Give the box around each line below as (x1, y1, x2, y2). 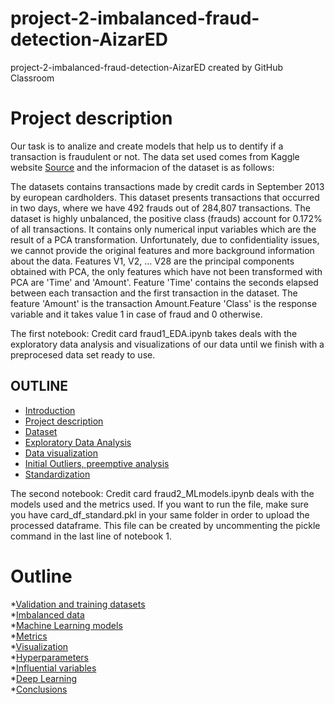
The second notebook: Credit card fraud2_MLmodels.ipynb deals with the (10, 487, 315, 499)
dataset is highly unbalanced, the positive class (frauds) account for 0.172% (10, 212, 323, 224)
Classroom (10, 72, 55, 84)
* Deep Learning (10, 672, 78, 684)
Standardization (24, 468, 91, 480)
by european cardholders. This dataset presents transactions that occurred (10, 191, 320, 203)
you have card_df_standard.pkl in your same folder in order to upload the (10, 508, 310, 521)
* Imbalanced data (10, 608, 85, 621)
